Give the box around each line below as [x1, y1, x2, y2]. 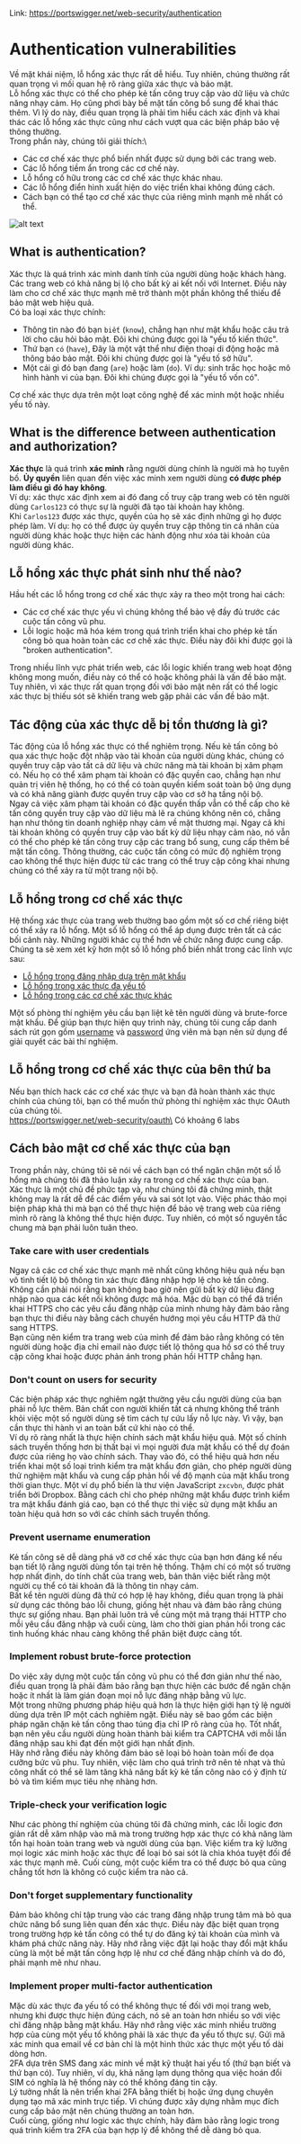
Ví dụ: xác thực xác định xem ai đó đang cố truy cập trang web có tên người [9, 491, 290, 502]
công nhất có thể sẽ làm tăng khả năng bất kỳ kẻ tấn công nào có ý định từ [9, 1766, 288, 1777]
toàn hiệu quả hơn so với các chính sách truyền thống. [9, 1509, 211, 1520]
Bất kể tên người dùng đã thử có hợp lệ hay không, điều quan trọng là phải [9, 1590, 284, 1601]
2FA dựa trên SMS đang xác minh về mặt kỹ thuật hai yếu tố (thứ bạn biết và [9, 2058, 291, 2068]
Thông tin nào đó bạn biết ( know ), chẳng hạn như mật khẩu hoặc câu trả [22, 324, 289, 335]
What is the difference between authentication [9, 425, 277, 440]
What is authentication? [9, 245, 146, 260]
